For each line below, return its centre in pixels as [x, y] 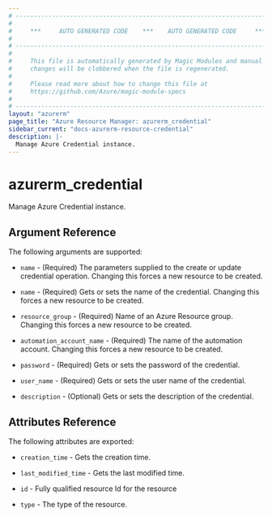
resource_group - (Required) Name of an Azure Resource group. [126, 317]
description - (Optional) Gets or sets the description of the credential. [137, 396]
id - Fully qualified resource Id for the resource [98, 489]
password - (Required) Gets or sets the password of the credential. [130, 365]
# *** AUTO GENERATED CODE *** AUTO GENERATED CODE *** [137, 31]
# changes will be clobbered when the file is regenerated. [119, 69]
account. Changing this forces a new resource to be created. [121, 349]
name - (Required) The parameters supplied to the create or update [130, 268]
